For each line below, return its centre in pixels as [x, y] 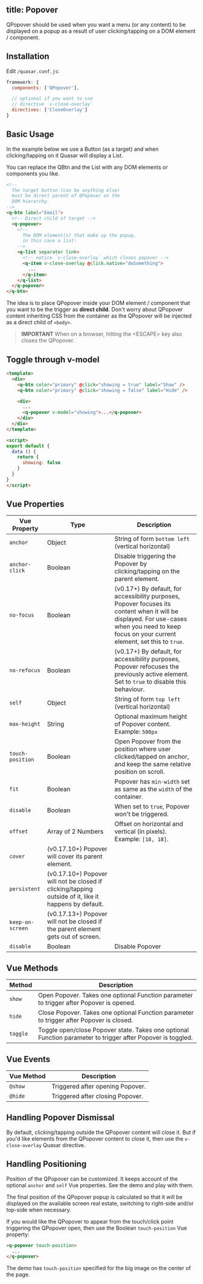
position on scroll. [140, 772]
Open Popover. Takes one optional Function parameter [116, 995]
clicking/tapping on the [147, 571]
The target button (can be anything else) [66, 190]
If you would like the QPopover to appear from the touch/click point [90, 1221]
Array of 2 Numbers [76, 831]
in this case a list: [50, 241]
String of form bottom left [152, 539]
